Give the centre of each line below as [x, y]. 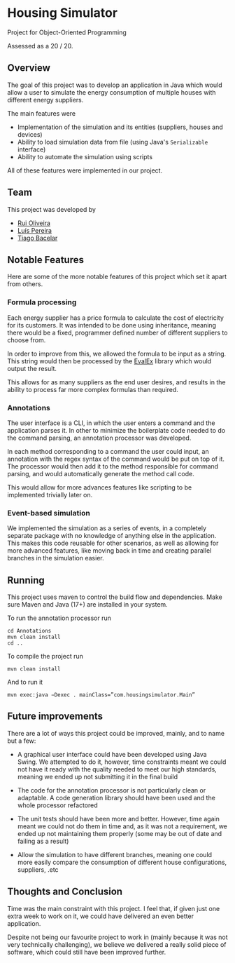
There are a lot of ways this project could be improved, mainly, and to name [116, 733]
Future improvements [55, 716]
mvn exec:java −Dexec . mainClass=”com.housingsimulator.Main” [101, 695]
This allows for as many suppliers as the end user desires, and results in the [116, 382]
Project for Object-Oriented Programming [67, 32]
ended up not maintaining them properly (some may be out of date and [120, 833]
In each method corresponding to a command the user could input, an [108, 451]
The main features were [42, 113]
